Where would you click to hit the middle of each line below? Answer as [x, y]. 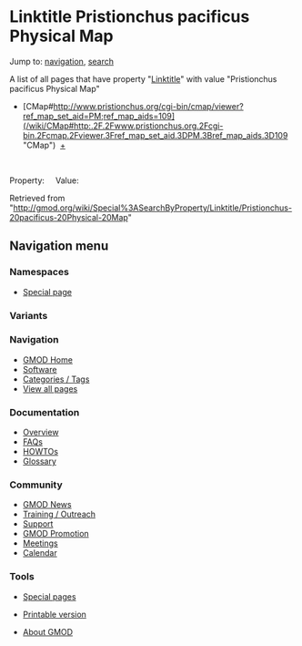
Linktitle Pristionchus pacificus [130, 17]
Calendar [40, 553]
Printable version [54, 614]
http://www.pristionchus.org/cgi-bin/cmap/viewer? [148, 106]
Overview [40, 432]
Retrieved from [37, 198]
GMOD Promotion [55, 534]
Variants [29, 315]
